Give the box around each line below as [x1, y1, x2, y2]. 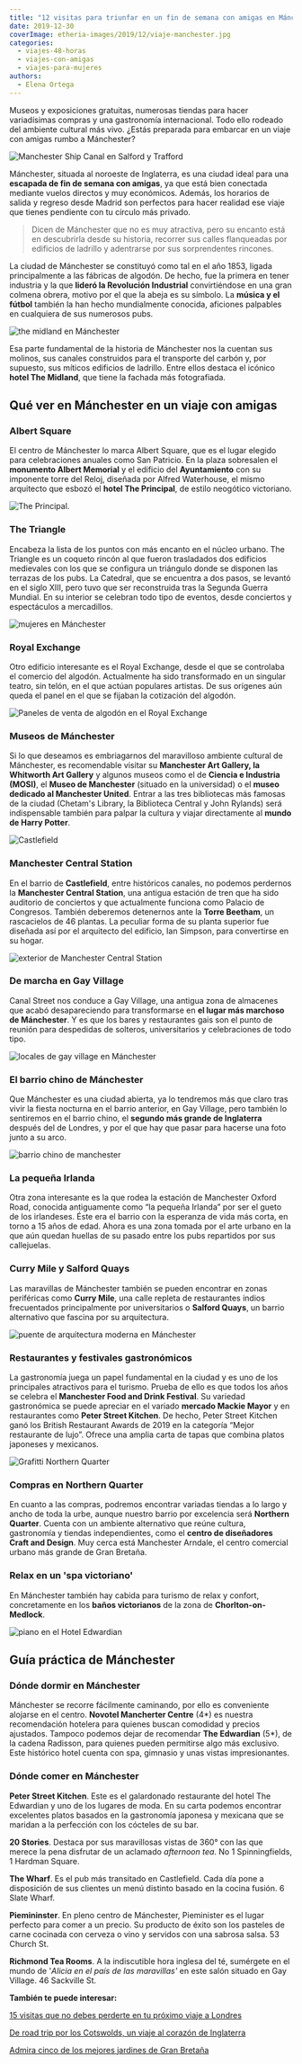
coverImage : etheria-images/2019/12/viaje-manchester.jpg [9, 30, 231, 39]
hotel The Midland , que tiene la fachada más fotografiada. [9, 371, 226, 382]
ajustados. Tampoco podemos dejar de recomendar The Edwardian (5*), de [9, 1729, 292, 1739]
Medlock [9, 1609, 43, 1620]
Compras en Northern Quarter [9, 1479, 144, 1491]
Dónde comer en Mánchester [9, 1770, 139, 1783]
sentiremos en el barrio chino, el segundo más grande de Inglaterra [9, 1112, 262, 1124]
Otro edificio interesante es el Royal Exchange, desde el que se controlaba [9, 661, 285, 672]
